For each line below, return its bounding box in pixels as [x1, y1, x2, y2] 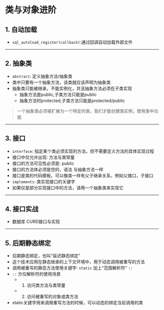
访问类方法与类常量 [26, 282, 66, 288]
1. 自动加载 [5, 25, 38, 34]
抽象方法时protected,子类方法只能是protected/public [19, 97, 125, 103]
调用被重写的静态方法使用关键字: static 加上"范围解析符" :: [12, 265, 133, 271]
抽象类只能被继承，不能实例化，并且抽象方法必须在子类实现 [12, 85, 132, 91]
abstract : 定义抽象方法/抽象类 [12, 73, 73, 79]
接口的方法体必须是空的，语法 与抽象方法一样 [12, 166, 103, 172]
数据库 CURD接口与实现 [12, 219, 60, 225]
